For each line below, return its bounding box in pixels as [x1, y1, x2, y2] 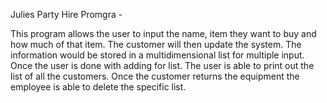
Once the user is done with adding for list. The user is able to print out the [10, 60, 315, 71]
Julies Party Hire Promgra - [10, 9, 123, 20]
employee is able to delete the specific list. [10, 81, 187, 93]
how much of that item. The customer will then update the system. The [10, 39, 302, 50]
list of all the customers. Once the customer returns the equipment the [10, 70, 300, 82]
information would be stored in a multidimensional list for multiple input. [10, 49, 305, 61]
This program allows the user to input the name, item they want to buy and [10, 28, 317, 39]
